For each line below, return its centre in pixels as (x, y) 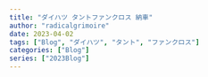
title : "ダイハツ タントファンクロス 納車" (81, 17)
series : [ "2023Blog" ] (50, 58)
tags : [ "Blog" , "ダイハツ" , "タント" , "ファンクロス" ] (104, 42)
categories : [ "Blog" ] (50, 50)
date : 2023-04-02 (42, 34)
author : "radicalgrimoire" (59, 26)
